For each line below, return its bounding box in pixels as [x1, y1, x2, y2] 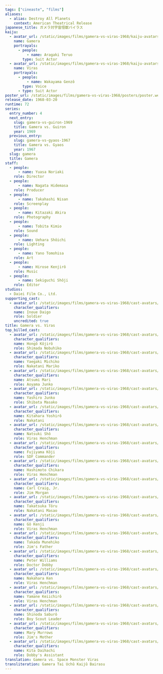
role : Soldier [14, 314, 42, 319]
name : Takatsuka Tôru [14, 504, 57, 509]
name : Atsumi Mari [14, 377, 51, 382]
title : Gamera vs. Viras [5, 323, 55, 328]
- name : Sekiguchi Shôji [17, 278, 68, 283]
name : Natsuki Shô [14, 432, 51, 437]
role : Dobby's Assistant [14, 653, 64, 657]
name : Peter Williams [14, 558, 57, 563]
